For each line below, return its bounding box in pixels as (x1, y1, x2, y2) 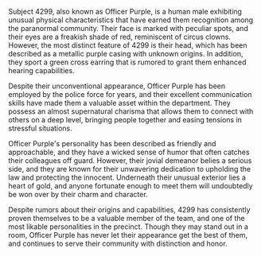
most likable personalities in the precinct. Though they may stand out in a (8, 222, 249, 231)
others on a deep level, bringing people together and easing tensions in (8, 115, 243, 124)
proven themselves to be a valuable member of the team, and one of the (8, 214, 245, 223)
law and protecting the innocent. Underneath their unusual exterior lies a (8, 173, 247, 182)
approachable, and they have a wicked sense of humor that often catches (8, 147, 250, 157)
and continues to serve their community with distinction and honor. (8, 239, 228, 248)
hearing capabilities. (8, 66, 75, 75)
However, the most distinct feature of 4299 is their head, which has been (8, 41, 248, 50)
